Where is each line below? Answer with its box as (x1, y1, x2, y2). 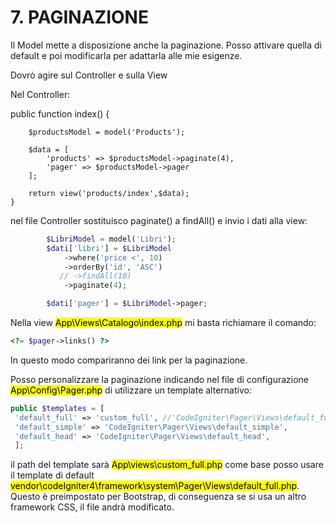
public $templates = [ (10, 403, 105, 413)
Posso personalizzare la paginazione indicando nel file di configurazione (10, 373, 309, 385)
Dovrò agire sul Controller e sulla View (10, 69, 168, 81)
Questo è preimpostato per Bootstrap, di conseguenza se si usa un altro (10, 491, 307, 503)
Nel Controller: (10, 88, 71, 100)
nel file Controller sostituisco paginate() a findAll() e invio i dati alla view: (10, 214, 308, 226)
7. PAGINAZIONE (10, 6, 149, 29)
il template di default (10, 469, 95, 481)
